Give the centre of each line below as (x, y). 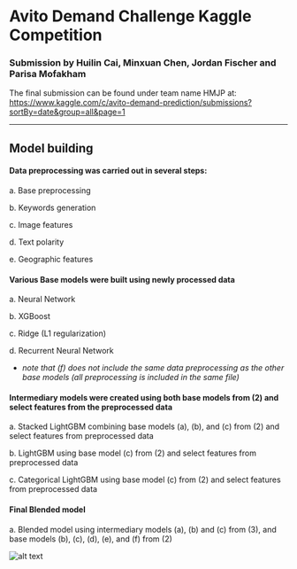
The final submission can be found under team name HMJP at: (123, 93)
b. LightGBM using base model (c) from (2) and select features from (133, 453)
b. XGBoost (30, 316)
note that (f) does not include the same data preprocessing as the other (153, 368)
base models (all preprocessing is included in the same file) (131, 378)
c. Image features (41, 225)
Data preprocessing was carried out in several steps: (108, 171)
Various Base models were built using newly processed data (122, 279)
